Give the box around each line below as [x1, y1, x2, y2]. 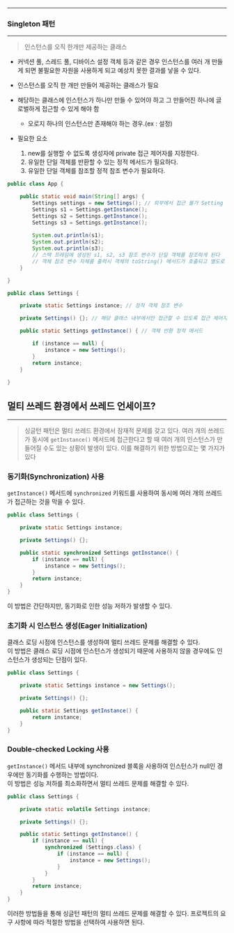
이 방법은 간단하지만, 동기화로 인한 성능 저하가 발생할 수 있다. [7, 602, 173, 611]
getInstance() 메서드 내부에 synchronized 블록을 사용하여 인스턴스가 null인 [7, 761, 216, 770]
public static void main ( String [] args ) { [19, 193, 145, 200]
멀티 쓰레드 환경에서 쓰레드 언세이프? [7, 400, 156, 412]
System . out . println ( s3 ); [32, 245, 104, 252]
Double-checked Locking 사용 [7, 745, 109, 754]
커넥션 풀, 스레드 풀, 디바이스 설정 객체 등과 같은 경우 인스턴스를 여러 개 [17, 57, 210, 66]
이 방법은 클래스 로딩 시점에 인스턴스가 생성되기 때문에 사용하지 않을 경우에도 [7, 647, 216, 655]
